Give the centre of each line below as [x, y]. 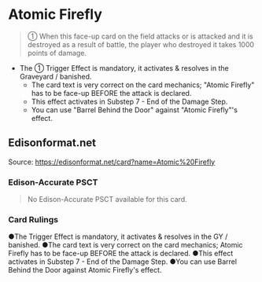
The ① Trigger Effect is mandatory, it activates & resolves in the [124, 68]
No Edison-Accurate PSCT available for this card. [107, 200]
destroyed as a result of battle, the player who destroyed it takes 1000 [140, 44]
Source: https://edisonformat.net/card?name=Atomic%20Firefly [112, 162]
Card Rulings [33, 219]
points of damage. [57, 53]
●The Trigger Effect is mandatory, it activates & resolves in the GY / [118, 236]
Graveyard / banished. [55, 76]
